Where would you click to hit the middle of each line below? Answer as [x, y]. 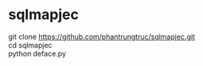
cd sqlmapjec [31, 45]
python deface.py [37, 53]
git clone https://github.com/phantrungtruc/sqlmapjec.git [101, 37]
